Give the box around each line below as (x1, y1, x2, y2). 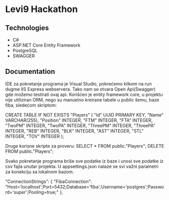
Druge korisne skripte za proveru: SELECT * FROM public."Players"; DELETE (5, 143, 164, 149)
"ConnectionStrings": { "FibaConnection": (5, 178, 92, 184)
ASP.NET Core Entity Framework (12, 42, 81, 48)
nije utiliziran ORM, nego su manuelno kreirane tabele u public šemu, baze (5, 96, 159, 103)
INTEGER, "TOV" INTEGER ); (5, 133, 64, 139)
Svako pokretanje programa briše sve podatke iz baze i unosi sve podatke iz (5, 158, 164, 164)
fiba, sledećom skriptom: (5, 102, 57, 108)
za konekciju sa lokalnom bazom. (5, 168, 74, 174)
